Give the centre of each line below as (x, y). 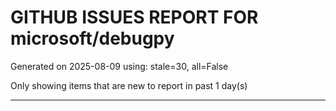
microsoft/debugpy (92, 38)
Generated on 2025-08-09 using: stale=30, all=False (119, 66)
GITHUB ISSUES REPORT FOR (134, 17)
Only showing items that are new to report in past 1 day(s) (129, 85)
